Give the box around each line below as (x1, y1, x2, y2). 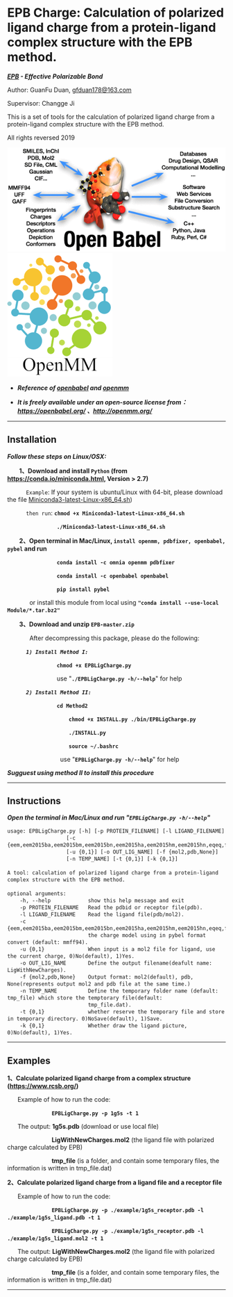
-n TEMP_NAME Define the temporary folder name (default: (19, 988, 218, 995)
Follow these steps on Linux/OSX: (7, 452, 107, 460)
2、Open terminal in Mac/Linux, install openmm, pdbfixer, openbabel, (19, 537, 226, 545)
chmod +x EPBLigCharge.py (56, 662, 132, 669)
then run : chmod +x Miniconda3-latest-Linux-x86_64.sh (26, 509, 185, 517)
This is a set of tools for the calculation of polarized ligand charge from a (7, 113, 215, 121)
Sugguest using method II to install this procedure (7, 768, 155, 776)
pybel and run (7, 544, 47, 553)
